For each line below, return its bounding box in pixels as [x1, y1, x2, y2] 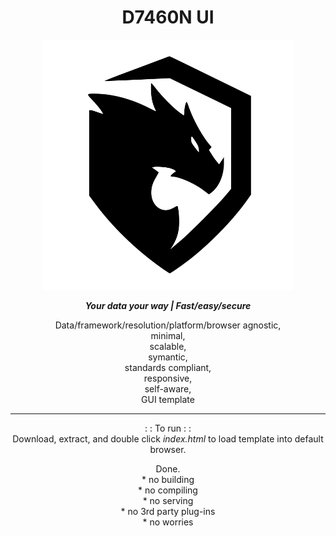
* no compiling [138, 484, 198, 496]
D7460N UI [121, 6, 215, 29]
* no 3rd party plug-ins [120, 505, 216, 517]
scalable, [149, 340, 187, 352]
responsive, [143, 372, 193, 384]
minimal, [150, 329, 186, 341]
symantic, [148, 351, 188, 363]
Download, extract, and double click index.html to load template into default [12, 432, 324, 445]
